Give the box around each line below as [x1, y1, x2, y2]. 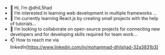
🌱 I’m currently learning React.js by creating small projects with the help [10, 15, 158, 21]
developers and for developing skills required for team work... [10, 31, 137, 37]
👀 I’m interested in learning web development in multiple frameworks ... [10, 10, 157, 16]
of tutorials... [10, 20, 37, 26]
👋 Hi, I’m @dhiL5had [10, 5, 52, 10]
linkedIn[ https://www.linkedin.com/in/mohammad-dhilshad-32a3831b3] [10, 44, 158, 50]
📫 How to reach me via [10, 37, 59, 42]
